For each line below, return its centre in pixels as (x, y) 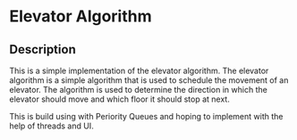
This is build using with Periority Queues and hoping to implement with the (146, 116)
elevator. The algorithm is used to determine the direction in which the (139, 90)
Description (42, 49)
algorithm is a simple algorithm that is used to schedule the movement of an (149, 80)
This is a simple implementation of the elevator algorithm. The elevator (139, 70)
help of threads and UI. (51, 126)
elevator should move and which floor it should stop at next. (119, 99)
